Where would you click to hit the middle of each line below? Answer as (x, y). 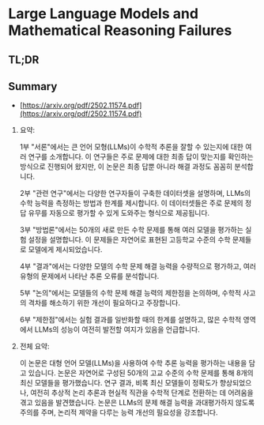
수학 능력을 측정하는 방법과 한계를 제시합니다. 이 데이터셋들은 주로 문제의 (131, 203)
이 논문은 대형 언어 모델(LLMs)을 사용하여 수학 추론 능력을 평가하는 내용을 (133, 363)
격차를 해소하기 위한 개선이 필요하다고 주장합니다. (104, 303)
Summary (33, 87)
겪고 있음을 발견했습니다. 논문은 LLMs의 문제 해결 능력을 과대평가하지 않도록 (137, 403)
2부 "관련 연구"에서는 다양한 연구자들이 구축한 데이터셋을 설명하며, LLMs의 (135, 194)
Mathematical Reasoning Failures (120, 30)
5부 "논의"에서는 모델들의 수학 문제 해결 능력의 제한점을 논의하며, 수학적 (130, 293)
